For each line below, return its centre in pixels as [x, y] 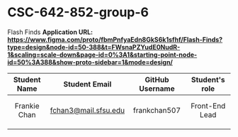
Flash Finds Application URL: [50, 32]
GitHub [157, 80]
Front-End [208, 106]
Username [157, 88]
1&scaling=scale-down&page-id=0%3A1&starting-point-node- [102, 55]
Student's [208, 80]
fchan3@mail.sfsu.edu [87, 110]
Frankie [27, 106]
